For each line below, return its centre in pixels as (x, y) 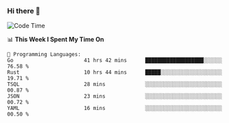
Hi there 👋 (24, 11)
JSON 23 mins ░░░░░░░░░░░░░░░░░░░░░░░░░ (115, 96)
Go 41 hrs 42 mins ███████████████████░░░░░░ (115, 61)
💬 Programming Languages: (44, 55)
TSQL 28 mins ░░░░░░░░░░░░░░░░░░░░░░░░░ (115, 85)
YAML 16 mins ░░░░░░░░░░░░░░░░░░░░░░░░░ (115, 109)
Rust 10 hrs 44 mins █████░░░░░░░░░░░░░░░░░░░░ (115, 72)
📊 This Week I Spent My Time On (56, 40)
